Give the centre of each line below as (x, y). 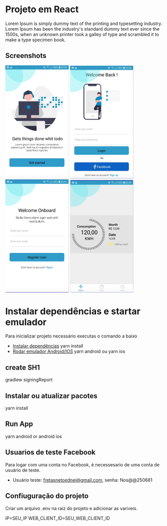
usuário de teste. (23, 470)
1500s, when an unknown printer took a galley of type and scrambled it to (82, 34)
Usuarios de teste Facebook (51, 452)
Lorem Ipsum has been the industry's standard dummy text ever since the (82, 29)
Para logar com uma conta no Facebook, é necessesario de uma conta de (82, 464)
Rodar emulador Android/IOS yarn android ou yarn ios (69, 351)
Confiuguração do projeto (47, 496)
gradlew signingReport (29, 380)
